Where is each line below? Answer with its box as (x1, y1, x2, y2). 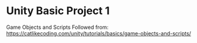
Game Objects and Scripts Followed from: (6, 24, 109, 31)
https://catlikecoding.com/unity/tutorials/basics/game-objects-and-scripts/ (6, 29, 192, 37)
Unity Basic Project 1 (6, 4, 110, 18)
